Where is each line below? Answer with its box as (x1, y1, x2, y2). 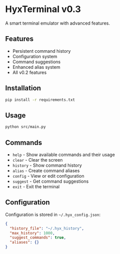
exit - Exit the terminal (12, 183, 60, 189)
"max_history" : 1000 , (10, 230, 55, 235)
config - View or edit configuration (12, 173, 84, 179)
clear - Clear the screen (12, 157, 63, 163)
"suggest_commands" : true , (10, 235, 66, 240)
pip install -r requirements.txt (5, 97, 75, 102)
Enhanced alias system (12, 64, 60, 70)
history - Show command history (12, 162, 82, 168)
